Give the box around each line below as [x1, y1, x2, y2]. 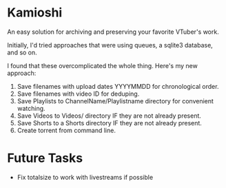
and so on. [7, 48, 38, 56]
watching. [17, 104, 46, 112]
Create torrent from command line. [17, 126, 116, 134]
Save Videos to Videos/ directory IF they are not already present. [17, 112, 202, 120]
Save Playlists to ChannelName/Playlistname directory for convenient [17, 96, 214, 105]
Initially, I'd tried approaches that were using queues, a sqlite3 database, [7, 41, 214, 49]
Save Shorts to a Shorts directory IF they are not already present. [17, 118, 202, 127]
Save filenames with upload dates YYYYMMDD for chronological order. [17, 82, 219, 90]
